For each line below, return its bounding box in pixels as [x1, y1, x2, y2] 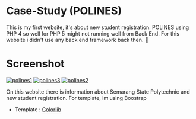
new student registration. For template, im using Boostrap [6, 94, 147, 101]
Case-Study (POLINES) [6, 4, 122, 18]
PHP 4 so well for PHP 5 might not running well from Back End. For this [6, 30, 180, 37]
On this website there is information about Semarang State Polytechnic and [6, 88, 190, 95]
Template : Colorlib [14, 105, 61, 113]
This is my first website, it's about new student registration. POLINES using [6, 24, 189, 31]
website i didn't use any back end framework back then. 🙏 [6, 36, 148, 43]
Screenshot [6, 57, 65, 70]
